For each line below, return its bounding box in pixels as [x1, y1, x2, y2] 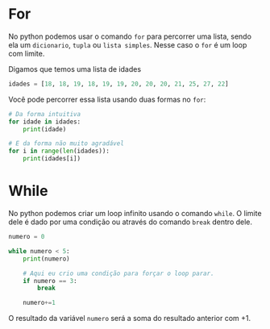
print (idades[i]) [23, 155, 81, 163]
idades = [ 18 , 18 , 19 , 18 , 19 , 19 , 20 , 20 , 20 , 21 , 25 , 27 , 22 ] [8, 80, 229, 88]
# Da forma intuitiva [8, 110, 81, 118]
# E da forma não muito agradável [8, 140, 125, 148]
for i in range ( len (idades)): [8, 147, 110, 156]
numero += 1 [23, 299, 56, 307]
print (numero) [23, 255, 70, 263]
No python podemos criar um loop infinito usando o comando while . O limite [8, 209, 262, 218]
